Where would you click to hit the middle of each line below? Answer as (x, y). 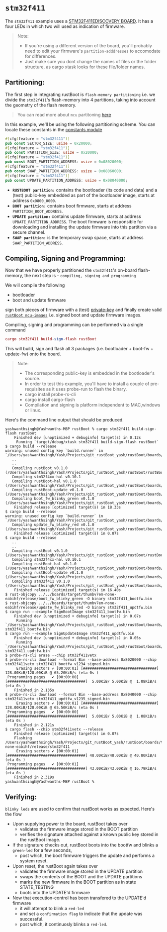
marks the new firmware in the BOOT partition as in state (78, 882)
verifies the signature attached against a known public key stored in (89, 834)
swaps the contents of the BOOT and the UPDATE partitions (81, 877)
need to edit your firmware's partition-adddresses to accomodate (92, 51)
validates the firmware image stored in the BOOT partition (79, 829)
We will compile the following (35, 285)
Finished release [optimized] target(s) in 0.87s (67, 533)
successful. (32, 919)
